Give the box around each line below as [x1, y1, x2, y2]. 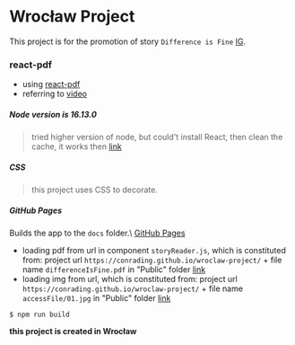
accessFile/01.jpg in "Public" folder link [22, 293, 171, 304]
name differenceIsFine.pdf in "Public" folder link [22, 264, 206, 275]
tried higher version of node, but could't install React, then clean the [30, 132, 283, 143]
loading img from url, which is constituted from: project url [22, 274, 238, 285]
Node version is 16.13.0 [9, 109, 97, 119]
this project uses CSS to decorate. [30, 184, 159, 195]
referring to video [22, 88, 88, 100]
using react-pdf [22, 79, 81, 90]
